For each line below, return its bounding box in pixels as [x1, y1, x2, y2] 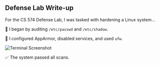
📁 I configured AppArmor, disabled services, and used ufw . [5, 35, 123, 41]
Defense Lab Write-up [5, 4, 74, 12]
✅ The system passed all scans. [5, 54, 70, 60]
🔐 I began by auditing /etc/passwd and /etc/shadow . [5, 26, 108, 32]
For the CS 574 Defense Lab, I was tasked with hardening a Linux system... [5, 16, 156, 22]
